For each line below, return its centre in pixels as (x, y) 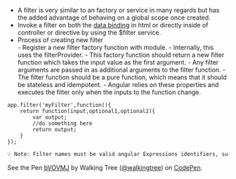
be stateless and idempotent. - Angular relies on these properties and (118, 85)
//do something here (63, 124)
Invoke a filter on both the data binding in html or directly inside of (113, 25)
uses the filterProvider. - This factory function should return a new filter (121, 55)
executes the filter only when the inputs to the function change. (109, 92)
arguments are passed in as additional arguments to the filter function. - (122, 70)
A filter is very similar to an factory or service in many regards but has (118, 10)
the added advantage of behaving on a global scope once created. (114, 18)
